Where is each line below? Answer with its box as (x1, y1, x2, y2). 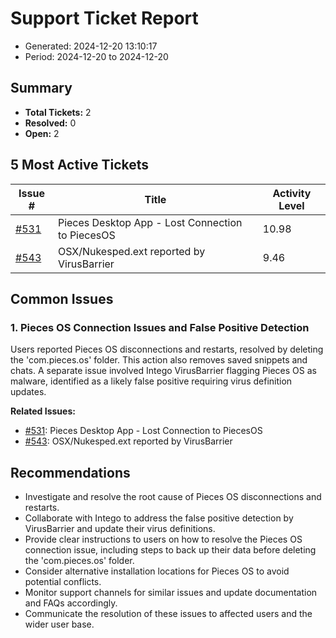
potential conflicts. (24, 576, 102, 588)
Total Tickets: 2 (24, 106, 92, 118)
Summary (10, 80, 73, 97)
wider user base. (24, 618, 95, 631)
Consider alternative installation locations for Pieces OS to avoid (24, 565, 290, 577)
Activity (272, 186, 312, 200)
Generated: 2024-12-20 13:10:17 (24, 40, 158, 52)
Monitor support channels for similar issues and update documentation (24, 587, 318, 599)
